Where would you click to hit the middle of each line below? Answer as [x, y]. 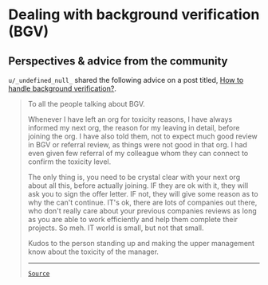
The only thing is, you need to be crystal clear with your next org [134, 177]
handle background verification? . [63, 88]
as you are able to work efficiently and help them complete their [132, 219]
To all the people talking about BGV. [86, 104]
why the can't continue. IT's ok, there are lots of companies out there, [142, 202]
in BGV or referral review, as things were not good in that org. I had [137, 144]
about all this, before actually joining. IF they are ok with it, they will [138, 185]
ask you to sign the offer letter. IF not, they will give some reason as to [143, 194]
